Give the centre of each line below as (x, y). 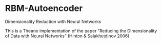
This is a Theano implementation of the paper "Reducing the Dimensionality (81, 31)
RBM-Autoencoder (44, 8)
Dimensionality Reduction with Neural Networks (53, 21)
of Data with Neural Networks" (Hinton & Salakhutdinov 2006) (67, 36)
